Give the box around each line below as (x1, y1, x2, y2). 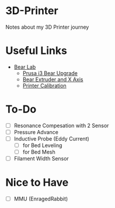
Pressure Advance (13, 128, 59, 135)
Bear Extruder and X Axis (22, 76, 83, 83)
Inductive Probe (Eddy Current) (13, 135, 90, 142)
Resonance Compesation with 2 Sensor (13, 122, 109, 129)
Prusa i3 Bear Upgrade (22, 69, 78, 77)
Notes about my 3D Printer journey (5, 23, 89, 30)
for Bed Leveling (22, 142, 62, 149)
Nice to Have (5, 176, 69, 189)
